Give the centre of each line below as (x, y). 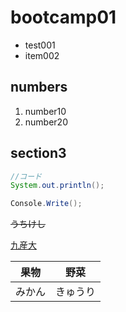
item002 (42, 55)
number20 (46, 122)
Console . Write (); (46, 204)
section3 (38, 153)
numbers (39, 87)
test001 (40, 45)
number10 (45, 111)
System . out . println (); (57, 186)
